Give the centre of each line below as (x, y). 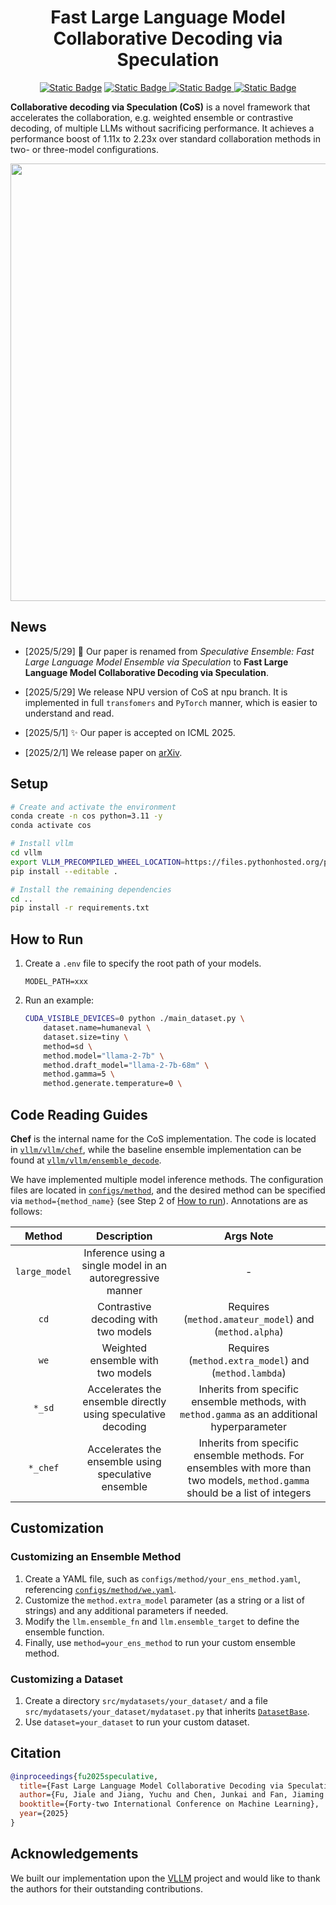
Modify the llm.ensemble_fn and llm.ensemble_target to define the (162, 1621)
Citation (36, 1753)
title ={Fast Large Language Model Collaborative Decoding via (151, 1786)
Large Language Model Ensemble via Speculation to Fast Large (156, 662)
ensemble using (124, 1461)
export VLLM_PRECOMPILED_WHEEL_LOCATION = (98, 862)
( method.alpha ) (248, 1331)
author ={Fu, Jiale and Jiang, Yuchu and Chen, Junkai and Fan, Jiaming (172, 1795)
